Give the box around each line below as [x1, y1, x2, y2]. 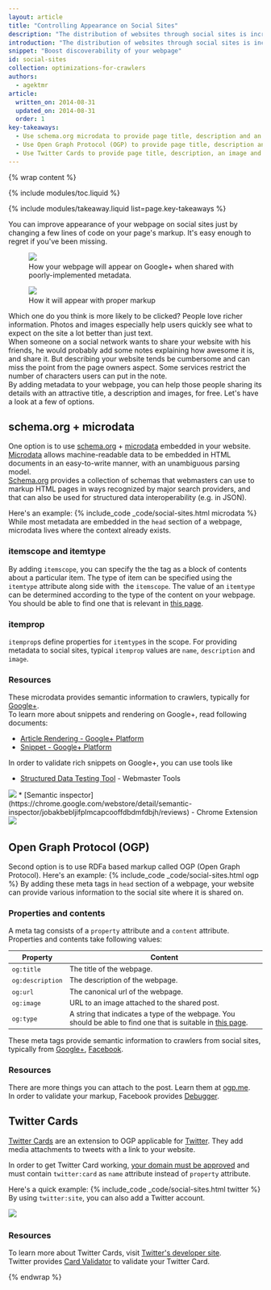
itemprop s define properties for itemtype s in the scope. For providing [8, 637, 238, 647]
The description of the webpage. [69, 975, 178, 985]
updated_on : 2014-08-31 [15, 106, 95, 115]
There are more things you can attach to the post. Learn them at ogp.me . [8, 1082, 251, 1092]
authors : [8, 73, 38, 81]
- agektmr [15, 81, 48, 89]
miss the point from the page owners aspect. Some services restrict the [8, 362, 247, 372]
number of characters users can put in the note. [8, 371, 168, 381]
